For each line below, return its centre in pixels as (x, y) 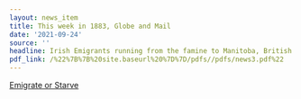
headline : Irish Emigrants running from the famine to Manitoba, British (151, 51)
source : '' (30, 43)
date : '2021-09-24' (46, 34)
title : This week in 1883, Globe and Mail (90, 26)
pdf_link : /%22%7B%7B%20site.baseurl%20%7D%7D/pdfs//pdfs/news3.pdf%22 (146, 59)
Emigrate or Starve (44, 85)
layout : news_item (44, 18)
